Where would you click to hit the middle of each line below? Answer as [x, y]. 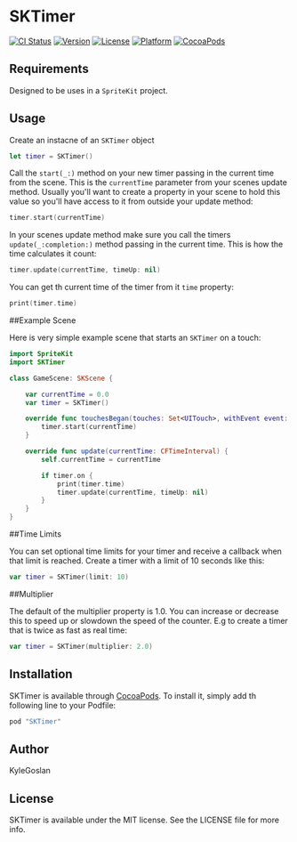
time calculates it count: [53, 254]
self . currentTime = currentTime [101, 459]
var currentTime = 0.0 [67, 394]
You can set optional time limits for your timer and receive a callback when [146, 551]
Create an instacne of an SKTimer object [82, 140]
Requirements [49, 69]
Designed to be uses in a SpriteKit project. [89, 90]
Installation [41, 674]
